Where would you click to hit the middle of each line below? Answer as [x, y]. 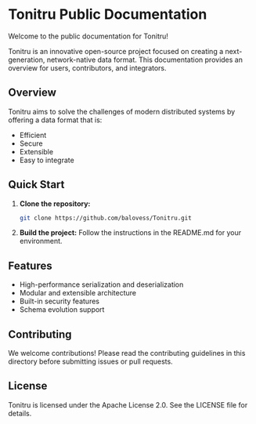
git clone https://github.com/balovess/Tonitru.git [105, 218]
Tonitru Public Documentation [108, 14]
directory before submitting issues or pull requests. [91, 361]
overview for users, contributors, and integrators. [87, 67]
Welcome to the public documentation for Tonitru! [88, 36]
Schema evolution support [62, 310]
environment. [41, 241]
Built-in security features [59, 301]
